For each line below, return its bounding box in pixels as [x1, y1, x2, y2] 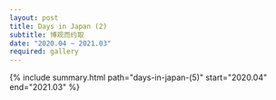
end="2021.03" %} [9, 82, 80, 93]
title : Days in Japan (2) [9, 22, 107, 31]
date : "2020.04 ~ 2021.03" [9, 38, 112, 48]
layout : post [9, 13, 59, 23]
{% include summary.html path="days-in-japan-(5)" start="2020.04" [9, 72, 268, 83]
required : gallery [9, 47, 79, 56]
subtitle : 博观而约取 [9, 30, 84, 39]
